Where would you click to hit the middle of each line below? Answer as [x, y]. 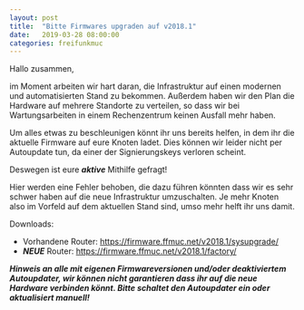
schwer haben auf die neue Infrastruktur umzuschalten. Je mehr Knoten [144, 197]
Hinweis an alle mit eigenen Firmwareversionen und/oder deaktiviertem [148, 269]
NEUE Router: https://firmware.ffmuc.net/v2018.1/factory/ [130, 251]
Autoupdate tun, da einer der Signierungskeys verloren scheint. [128, 152]
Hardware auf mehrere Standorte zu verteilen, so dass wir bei [125, 106]
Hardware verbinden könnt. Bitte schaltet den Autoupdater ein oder [140, 288]
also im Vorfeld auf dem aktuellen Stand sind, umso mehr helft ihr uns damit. [152, 207]
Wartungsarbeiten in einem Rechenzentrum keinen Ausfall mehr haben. [143, 115]
